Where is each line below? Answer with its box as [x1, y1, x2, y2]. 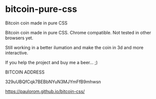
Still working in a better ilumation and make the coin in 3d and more [5, 44, 144, 50]
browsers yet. [5, 35, 33, 41]
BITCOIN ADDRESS [5, 69, 45, 75]
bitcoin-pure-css [5, 3, 77, 15]
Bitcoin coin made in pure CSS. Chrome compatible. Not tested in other [5, 29, 151, 35]
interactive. [5, 50, 28, 56]
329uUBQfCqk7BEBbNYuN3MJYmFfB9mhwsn [5, 79, 101, 85]
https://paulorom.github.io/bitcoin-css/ [5, 88, 85, 94]
